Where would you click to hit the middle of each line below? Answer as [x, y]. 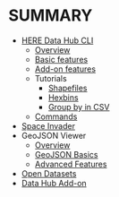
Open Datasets [49, 173]
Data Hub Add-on [54, 183]
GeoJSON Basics [66, 154]
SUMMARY [51, 16]
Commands [56, 116]
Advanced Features [71, 164]
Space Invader [48, 125]
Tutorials [51, 78]
